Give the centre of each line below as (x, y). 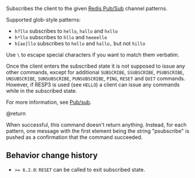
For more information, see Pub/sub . (49, 102)
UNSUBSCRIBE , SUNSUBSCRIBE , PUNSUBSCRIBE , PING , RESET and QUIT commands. (96, 78)
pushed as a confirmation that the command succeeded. (74, 137)
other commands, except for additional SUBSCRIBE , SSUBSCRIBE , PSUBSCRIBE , (95, 72)
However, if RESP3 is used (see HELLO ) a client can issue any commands (93, 85)
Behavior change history (52, 156)
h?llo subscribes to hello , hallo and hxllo (66, 31)
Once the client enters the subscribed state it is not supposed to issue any (96, 66)
